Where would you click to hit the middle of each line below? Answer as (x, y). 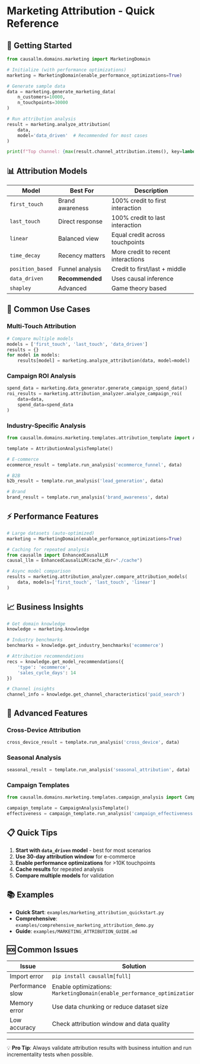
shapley (20, 288)
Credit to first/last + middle (149, 269)
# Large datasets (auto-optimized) (51, 533)
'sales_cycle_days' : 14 (47, 673)
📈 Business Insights (45, 607)
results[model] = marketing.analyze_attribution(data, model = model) (104, 361)
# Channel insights (31, 689)
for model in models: (34, 355)
